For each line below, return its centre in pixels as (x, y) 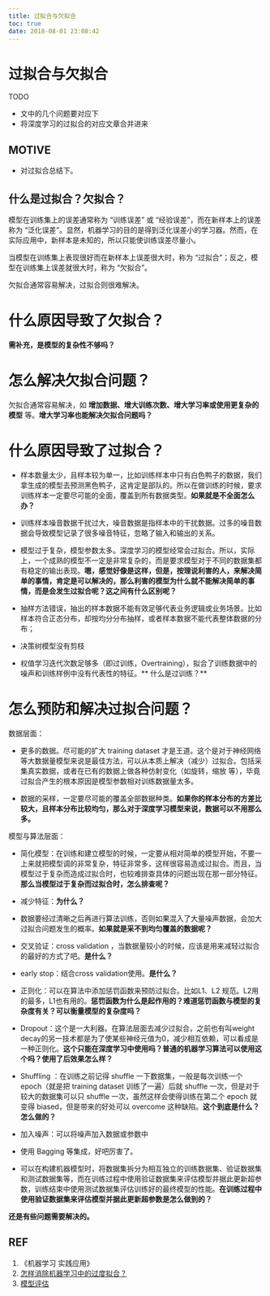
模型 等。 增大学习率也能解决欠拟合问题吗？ (80, 415)
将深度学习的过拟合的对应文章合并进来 (84, 124)
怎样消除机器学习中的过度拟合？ (73, 1273)
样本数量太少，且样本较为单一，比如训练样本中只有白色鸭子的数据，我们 (141, 475)
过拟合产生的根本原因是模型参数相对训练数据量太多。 (109, 781)
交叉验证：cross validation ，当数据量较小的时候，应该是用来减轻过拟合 (140, 945)
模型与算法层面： (37, 836)
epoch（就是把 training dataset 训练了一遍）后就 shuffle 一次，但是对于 (139, 1086)
